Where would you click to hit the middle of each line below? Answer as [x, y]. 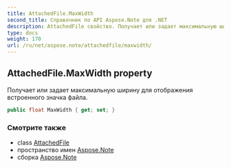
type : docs [23, 33]
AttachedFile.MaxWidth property [80, 73]
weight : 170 [24, 39]
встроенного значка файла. [47, 97]
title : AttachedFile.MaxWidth [51, 13]
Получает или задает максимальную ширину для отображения [100, 90]
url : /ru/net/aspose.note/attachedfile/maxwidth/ [80, 45]
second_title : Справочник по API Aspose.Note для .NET [87, 20]
